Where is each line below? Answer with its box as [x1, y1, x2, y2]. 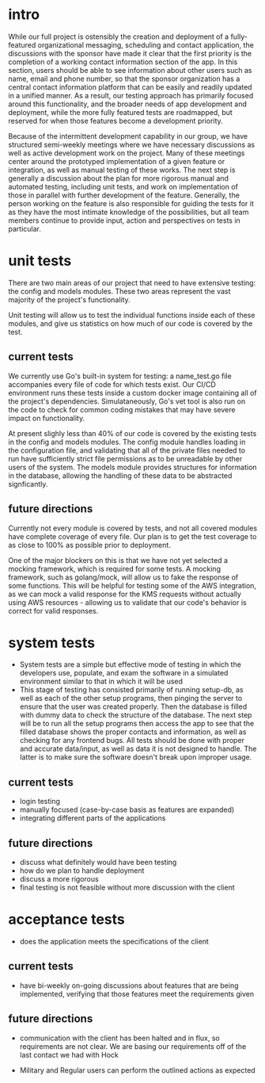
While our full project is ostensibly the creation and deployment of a [8, 32, 229, 41]
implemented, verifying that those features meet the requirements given [19, 989, 255, 998]
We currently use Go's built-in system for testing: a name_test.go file [8, 371, 232, 381]
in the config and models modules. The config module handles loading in [8, 437, 246, 446]
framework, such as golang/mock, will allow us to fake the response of [8, 572, 239, 582]
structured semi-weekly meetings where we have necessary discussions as [8, 140, 256, 149]
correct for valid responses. [8, 606, 99, 615]
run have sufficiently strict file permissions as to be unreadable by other [8, 453, 243, 463]
